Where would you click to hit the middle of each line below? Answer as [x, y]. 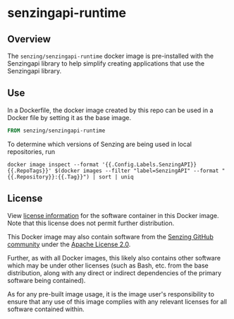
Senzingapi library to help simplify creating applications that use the [106, 64]
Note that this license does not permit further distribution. [91, 223]
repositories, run [31, 151]
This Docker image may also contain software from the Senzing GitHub [110, 236]
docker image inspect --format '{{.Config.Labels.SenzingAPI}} [102, 164]
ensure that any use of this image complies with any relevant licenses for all [117, 301]
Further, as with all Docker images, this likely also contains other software [114, 258]
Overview [29, 39]
